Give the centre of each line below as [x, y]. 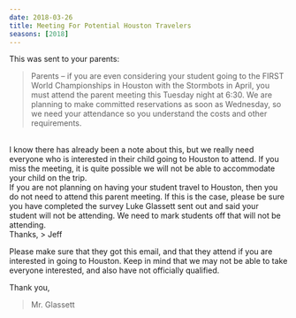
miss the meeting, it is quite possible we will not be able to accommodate [142, 168]
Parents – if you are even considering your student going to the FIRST [157, 76]
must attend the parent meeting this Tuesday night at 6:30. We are [151, 95]
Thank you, [30, 288]
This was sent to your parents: [65, 59]
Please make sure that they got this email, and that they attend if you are [141, 252]
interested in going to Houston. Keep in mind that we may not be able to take [148, 261]
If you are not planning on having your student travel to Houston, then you [144, 188]
